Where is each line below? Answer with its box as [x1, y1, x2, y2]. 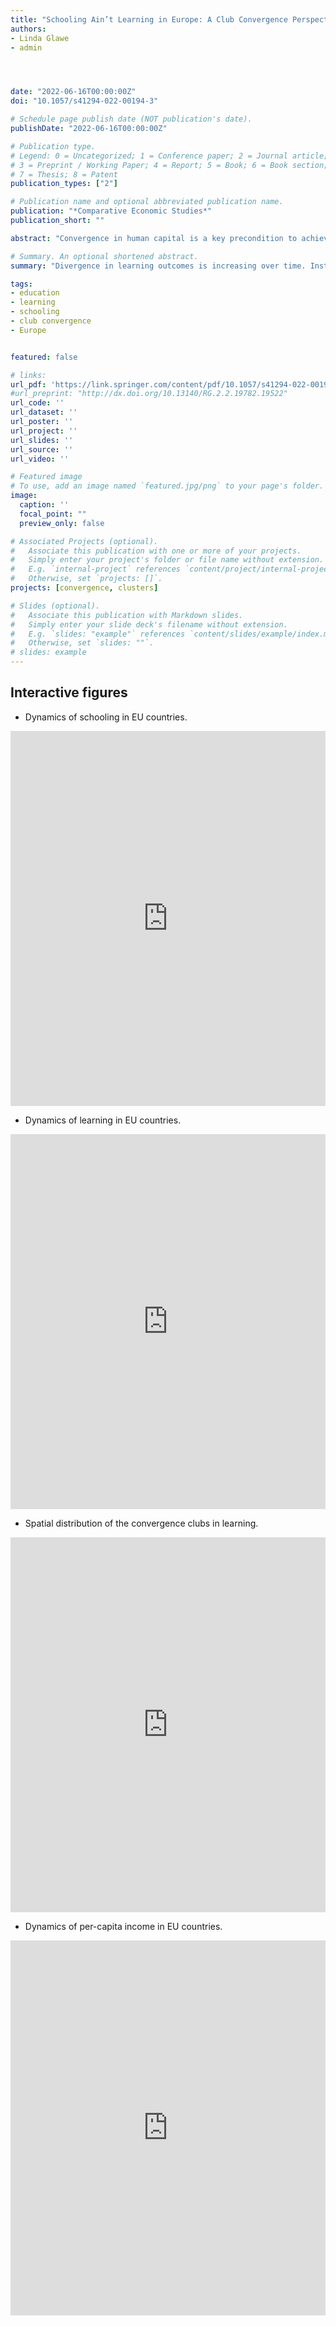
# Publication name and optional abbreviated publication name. [10, 197, 284, 207]
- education [10, 288, 60, 298]
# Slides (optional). [10, 601, 101, 611]
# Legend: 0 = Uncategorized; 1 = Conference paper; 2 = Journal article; [10, 151, 329, 161]
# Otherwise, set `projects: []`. [10, 574, 163, 584]
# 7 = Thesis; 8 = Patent [10, 169, 118, 180]
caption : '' [19, 500, 70, 510]
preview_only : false [19, 518, 105, 528]
